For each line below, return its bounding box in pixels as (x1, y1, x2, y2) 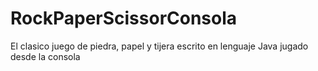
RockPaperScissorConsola (10, 7, 238, 30)
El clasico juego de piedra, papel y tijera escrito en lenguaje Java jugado (10, 40, 309, 52)
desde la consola (10, 50, 81, 62)
